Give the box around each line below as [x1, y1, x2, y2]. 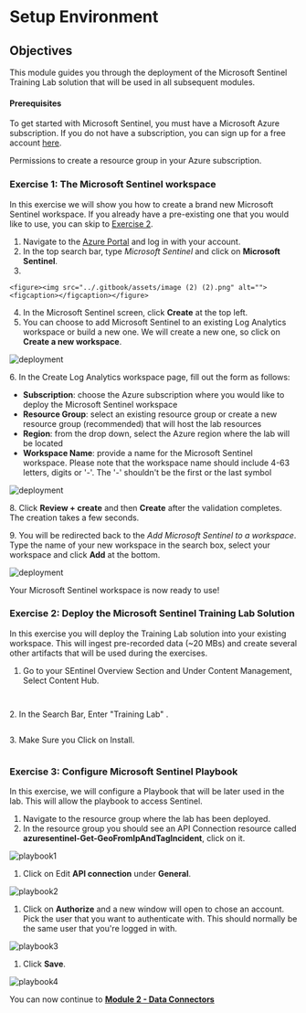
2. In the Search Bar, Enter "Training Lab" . [9, 709, 169, 720]
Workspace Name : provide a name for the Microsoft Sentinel [22, 447, 253, 458]
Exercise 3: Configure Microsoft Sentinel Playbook [9, 765, 238, 778]
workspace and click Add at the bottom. [9, 549, 161, 560]
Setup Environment [9, 6, 159, 27]
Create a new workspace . [22, 336, 122, 347]
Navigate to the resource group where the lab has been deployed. [22, 814, 271, 825]
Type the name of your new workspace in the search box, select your [9, 539, 271, 550]
